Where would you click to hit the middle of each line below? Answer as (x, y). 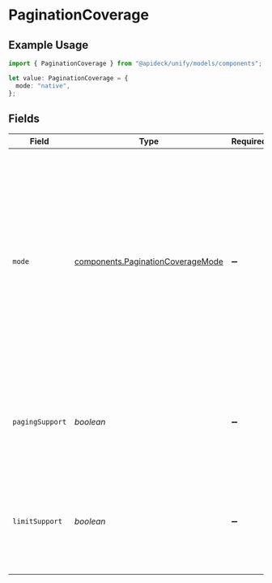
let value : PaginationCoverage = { (68, 78)
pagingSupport (40, 422)
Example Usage (49, 45)
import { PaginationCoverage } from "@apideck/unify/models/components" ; (136, 63)
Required (249, 141)
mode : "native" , (43, 86)
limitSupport (38, 522)
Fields (24, 118)
